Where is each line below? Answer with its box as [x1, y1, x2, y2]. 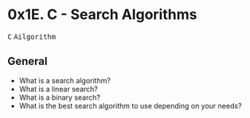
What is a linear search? [18, 84, 99, 93]
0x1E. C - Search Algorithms [7, 6, 197, 24]
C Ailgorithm [7, 32, 57, 41]
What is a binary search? [18, 93, 101, 102]
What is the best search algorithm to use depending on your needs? [18, 101, 242, 110]
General [7, 55, 49, 68]
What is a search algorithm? [18, 75, 111, 85]
